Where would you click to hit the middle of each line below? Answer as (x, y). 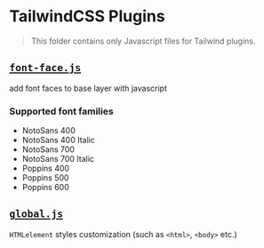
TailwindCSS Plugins (88, 16)
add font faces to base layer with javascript (88, 88)
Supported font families (61, 111)
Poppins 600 (45, 188)
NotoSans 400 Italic (58, 140)
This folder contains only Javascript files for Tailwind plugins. (143, 41)
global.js (36, 214)
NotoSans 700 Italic (58, 159)
